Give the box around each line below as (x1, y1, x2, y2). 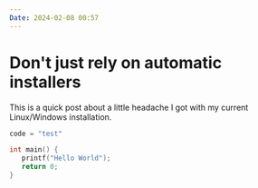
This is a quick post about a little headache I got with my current (9, 102, 249, 113)
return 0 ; (21, 163, 59, 172)
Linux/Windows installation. (9, 111, 112, 123)
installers (9, 72, 81, 92)
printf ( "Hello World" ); (21, 153, 111, 163)
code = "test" (9, 129, 63, 138)
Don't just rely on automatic (9, 52, 223, 73)
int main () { (9, 145, 59, 154)
